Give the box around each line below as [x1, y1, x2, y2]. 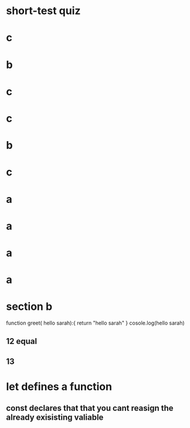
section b [6, 300, 53, 313]
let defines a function [6, 380, 113, 393]
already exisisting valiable [6, 413, 104, 423]
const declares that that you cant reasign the [6, 403, 174, 413]
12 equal [6, 336, 37, 346]
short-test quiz [6, 4, 81, 18]
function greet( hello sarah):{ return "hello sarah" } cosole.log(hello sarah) [6, 319, 185, 326]
